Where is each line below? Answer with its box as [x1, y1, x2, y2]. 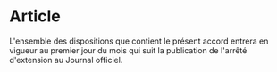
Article [9, 6, 61, 27]
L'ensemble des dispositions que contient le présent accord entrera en [9, 36, 269, 46]
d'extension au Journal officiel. [9, 54, 123, 65]
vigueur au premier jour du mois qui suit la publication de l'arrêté [9, 44, 248, 55]
